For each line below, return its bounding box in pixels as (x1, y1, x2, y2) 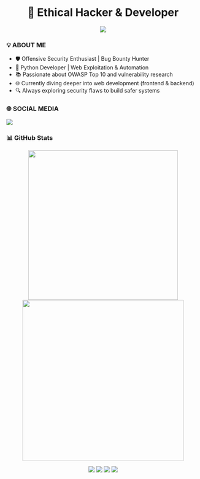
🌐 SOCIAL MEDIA (6, 104, 60, 113)
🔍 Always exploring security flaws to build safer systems (15, 87, 160, 94)
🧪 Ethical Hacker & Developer (27, 6, 179, 20)
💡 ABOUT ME (6, 40, 46, 49)
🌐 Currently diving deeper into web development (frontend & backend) (15, 80, 194, 87)
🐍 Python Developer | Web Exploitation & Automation (15, 64, 149, 71)
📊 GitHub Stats (6, 134, 53, 142)
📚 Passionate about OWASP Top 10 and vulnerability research (15, 71, 173, 79)
